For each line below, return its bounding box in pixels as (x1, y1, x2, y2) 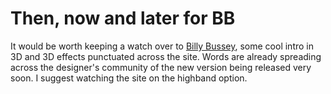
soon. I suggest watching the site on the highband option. (10, 72, 248, 84)
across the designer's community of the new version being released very (10, 61, 312, 73)
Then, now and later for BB (10, 7, 236, 30)
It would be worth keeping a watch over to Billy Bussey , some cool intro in (10, 40, 314, 52)
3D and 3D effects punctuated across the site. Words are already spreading (10, 50, 322, 62)
